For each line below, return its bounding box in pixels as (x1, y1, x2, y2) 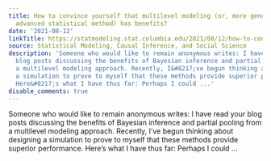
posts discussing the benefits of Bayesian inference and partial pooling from (8, 118, 262, 128)
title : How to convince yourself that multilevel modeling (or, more (8, 11, 248, 20)
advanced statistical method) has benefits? (15, 19, 168, 28)
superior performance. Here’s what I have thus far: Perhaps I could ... (8, 143, 238, 154)
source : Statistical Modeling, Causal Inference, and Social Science (8, 42, 248, 50)
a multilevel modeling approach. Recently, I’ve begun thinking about (8, 126, 234, 136)
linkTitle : (8, 34, 45, 43)
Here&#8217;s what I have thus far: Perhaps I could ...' (15, 79, 215, 87)
